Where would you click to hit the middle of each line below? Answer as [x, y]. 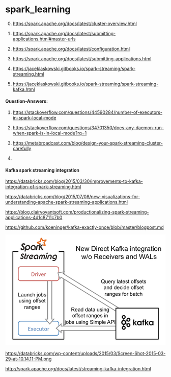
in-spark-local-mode [34, 118]
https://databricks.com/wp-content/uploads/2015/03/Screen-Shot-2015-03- [85, 353]
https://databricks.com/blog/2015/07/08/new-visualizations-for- [73, 197]
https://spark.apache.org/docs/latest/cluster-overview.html [75, 23]
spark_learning [38, 9]
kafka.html [24, 89]
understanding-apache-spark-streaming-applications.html [67, 202]
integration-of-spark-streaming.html [43, 187]
